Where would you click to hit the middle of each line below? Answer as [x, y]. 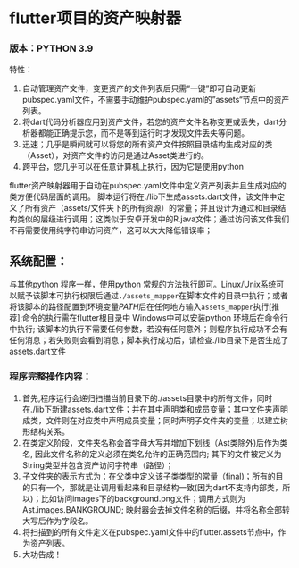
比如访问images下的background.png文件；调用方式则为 [143, 498]
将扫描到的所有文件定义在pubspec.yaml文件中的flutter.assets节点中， [150, 531]
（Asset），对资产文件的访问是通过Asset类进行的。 [116, 155]
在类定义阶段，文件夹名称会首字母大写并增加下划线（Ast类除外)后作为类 [155, 442]
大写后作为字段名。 [58, 521]
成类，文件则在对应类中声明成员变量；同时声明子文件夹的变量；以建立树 [155, 420]
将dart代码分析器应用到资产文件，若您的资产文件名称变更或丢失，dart [150, 122]
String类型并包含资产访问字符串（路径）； [98, 464]
